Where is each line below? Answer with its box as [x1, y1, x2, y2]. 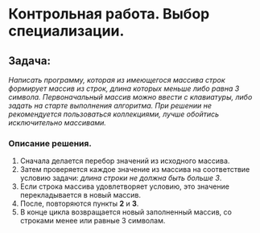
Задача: [8, 54, 51, 67]
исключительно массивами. [8, 118, 107, 127]
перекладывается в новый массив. [19, 190, 142, 200]
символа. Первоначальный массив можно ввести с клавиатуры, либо [8, 92, 253, 101]
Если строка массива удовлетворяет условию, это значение [19, 182, 229, 191]
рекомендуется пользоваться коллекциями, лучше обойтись [8, 109, 220, 119]
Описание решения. [8, 137, 93, 149]
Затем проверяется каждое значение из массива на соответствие [19, 165, 250, 174]
